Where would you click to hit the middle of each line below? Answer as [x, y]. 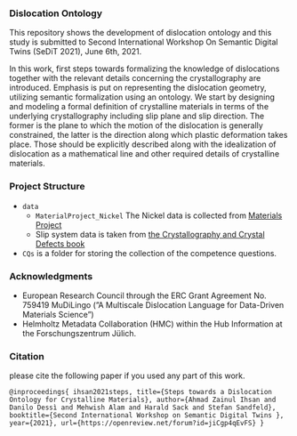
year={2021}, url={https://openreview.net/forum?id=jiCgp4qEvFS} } [137, 424]
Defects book [60, 244]
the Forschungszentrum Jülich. [79, 333]
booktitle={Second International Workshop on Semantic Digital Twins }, [147, 416]
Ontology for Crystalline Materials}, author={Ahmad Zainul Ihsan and [143, 400]
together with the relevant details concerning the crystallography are [135, 78]
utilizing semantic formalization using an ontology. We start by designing [142, 97]
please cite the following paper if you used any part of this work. [128, 375]
